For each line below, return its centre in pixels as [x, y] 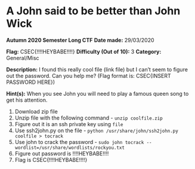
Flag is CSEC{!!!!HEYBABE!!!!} [51, 159]
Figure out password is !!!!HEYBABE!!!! [62, 154]
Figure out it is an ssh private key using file [69, 124]
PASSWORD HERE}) [31, 82]
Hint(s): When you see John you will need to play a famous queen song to [97, 93]
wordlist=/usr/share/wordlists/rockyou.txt [70, 148]
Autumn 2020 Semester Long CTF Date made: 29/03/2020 [80, 40]
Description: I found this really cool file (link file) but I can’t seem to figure [97, 69]
